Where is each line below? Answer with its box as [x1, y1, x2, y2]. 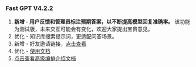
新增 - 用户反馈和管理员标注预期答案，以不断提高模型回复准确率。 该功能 [13, 18, 190, 25]
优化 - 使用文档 [13, 48, 51, 55]
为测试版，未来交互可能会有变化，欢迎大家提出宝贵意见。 [13, 25, 153, 33]
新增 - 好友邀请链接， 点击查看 [13, 40, 87, 48]
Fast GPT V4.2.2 [5, 4, 53, 12]
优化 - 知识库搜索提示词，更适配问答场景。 [13, 33, 118, 40]
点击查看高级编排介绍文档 [13, 55, 76, 62]
